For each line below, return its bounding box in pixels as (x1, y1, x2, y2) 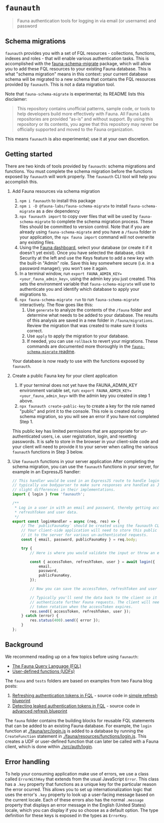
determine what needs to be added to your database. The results (26, 312, 158, 318)
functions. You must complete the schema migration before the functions (5, 168, 153, 174)
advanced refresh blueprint (12, 708, 68, 714)
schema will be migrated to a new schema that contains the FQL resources (5, 76, 156, 82)
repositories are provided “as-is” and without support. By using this (17, 116, 153, 122)
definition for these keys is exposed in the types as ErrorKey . (5, 812, 128, 818)
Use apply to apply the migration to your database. (26, 333, 129, 339)
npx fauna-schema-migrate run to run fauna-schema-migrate (19, 296, 140, 302)
